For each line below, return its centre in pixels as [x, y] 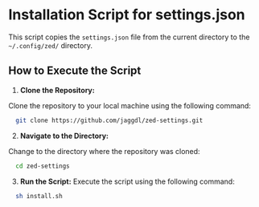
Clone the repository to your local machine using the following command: [130, 105]
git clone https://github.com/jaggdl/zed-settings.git [109, 120]
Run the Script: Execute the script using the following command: [127, 181]
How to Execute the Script [75, 71]
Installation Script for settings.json [127, 15]
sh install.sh [39, 196]
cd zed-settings [43, 166]
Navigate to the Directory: [64, 136]
